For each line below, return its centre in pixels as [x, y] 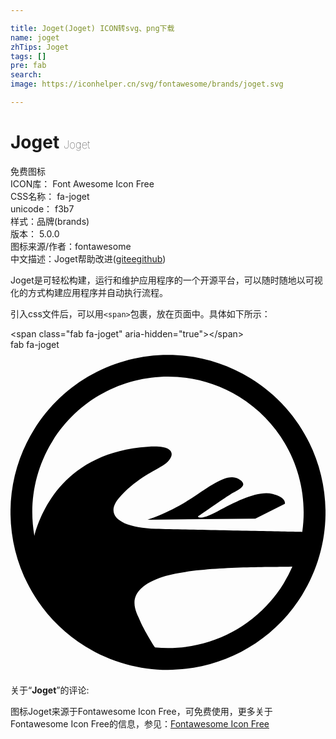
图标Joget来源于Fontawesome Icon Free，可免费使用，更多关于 [141, 712]
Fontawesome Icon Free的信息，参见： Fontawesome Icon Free [140, 724]
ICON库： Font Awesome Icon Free [82, 183]
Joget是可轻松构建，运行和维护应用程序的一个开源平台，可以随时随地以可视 [166, 280]
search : [26, 75]
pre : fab [28, 66]
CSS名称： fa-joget [50, 196]
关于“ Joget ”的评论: [50, 690]
